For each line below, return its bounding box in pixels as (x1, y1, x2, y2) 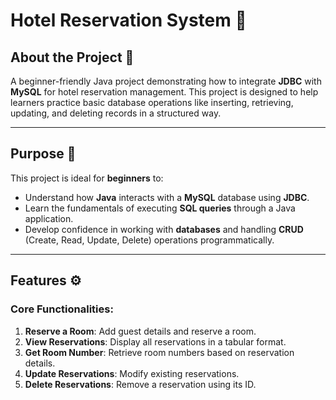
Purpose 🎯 (10, 145, 77, 163)
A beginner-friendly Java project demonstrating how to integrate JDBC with (10, 75, 322, 87)
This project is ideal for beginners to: (10, 172, 164, 184)
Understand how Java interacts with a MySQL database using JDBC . (24, 191, 310, 203)
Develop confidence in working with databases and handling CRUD (24, 223, 304, 235)
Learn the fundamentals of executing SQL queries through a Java (24, 202, 296, 214)
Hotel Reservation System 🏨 (10, 9, 247, 32)
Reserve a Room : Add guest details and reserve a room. (24, 325, 257, 337)
